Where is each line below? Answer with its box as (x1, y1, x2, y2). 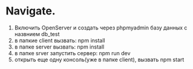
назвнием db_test (14, 30, 60, 37)
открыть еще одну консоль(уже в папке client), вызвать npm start (14, 56, 185, 63)
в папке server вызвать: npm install (14, 43, 105, 50)
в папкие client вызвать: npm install (14, 37, 105, 44)
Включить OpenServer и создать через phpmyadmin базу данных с (14, 24, 188, 31)
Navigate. (5, 4, 56, 18)
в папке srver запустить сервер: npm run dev (14, 49, 131, 56)
